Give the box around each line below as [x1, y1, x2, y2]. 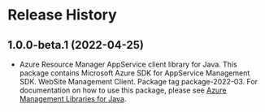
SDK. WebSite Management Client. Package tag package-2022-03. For [19, 77, 258, 86]
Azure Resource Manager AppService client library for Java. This [19, 59, 237, 69]
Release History [7, 6, 117, 24]
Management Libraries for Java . [19, 94, 127, 103]
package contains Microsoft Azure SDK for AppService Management [19, 68, 250, 78]
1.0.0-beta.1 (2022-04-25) [7, 38, 144, 52]
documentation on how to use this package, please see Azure [19, 85, 227, 95]
